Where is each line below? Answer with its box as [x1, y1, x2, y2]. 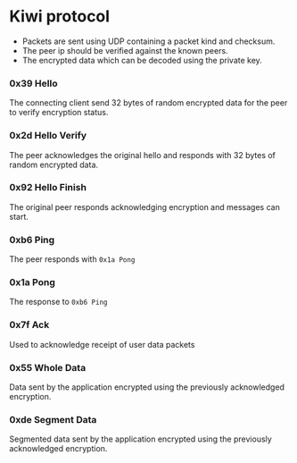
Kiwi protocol [9, 6, 110, 27]
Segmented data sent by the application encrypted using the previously [9, 434, 272, 444]
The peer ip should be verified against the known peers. [21, 45, 229, 55]
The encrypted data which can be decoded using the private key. [21, 55, 263, 65]
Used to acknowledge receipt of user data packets [9, 339, 195, 349]
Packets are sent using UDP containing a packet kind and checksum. [21, 36, 276, 46]
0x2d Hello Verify [9, 130, 87, 142]
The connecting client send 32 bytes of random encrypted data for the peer [9, 97, 288, 108]
